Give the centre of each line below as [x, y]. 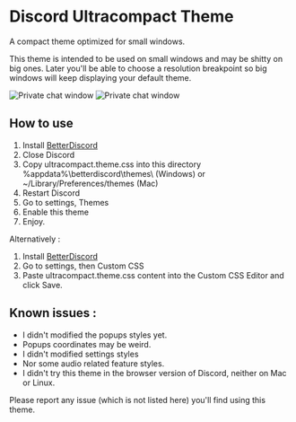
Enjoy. [34, 221]
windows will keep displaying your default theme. [100, 77]
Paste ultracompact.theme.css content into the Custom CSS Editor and [153, 275]
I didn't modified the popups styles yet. [95, 335]
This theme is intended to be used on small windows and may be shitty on [146, 58]
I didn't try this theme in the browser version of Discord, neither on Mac [154, 373]
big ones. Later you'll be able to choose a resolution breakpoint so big [138, 68]
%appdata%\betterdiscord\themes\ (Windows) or [114, 173]
